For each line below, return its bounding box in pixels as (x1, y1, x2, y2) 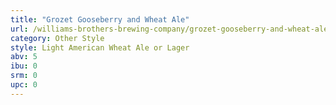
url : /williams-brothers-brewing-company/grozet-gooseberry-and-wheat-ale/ (10, 24, 333, 34)
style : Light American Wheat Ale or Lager (10, 42, 190, 53)
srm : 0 (10, 71, 38, 81)
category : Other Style (10, 33, 105, 43)
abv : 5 (10, 52, 38, 62)
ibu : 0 (10, 61, 38, 71)
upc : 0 (10, 80, 38, 90)
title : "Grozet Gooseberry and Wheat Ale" (10, 14, 190, 25)
